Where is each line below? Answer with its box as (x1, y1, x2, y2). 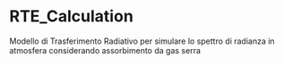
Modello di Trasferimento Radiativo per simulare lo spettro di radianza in (9, 36, 275, 46)
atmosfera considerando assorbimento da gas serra (9, 45, 202, 55)
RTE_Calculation (9, 6, 134, 27)
